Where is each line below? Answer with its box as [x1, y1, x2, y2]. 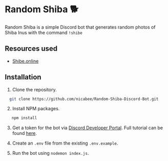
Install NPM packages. [12, 106, 60, 112]
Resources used [5, 44, 57, 53]
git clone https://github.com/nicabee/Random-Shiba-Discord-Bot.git [9, 96, 159, 102]
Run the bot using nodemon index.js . [12, 150, 89, 156]
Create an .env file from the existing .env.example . [12, 140, 118, 146]
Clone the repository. [12, 86, 57, 92]
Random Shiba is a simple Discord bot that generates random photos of [5, 24, 156, 30]
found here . [12, 130, 37, 136]
